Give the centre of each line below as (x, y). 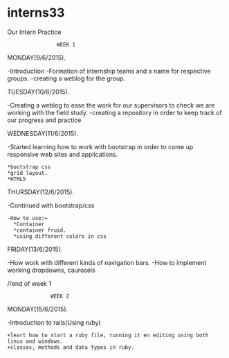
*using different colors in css (60, 236)
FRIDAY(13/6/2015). (35, 249)
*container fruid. (40, 230)
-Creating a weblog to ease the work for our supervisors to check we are (111, 105)
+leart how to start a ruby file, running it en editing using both (108, 335)
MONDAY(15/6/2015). (38, 309)
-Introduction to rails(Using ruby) (54, 322)
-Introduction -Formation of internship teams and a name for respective (109, 71)
